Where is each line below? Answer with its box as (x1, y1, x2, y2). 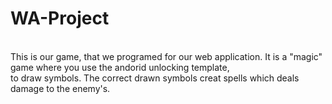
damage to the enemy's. (10, 82, 111, 94)
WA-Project (10, 7, 110, 30)
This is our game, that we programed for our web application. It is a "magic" (10, 50, 323, 62)
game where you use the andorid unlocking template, (10, 61, 230, 73)
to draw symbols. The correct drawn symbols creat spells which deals (10, 72, 300, 84)
